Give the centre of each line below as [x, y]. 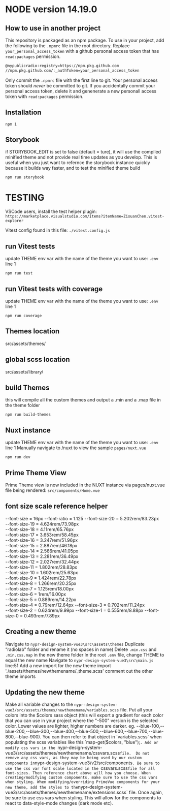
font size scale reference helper [57, 506]
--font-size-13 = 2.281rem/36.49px [42, 556]
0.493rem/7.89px [42, 615]
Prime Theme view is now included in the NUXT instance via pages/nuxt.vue [85, 485]
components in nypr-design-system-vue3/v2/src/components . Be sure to [82, 763]
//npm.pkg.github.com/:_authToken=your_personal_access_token [72, 70]
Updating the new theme [45, 692]
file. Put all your [136, 710]
